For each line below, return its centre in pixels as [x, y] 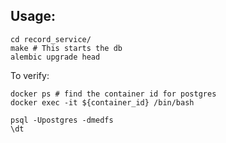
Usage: [33, 16]
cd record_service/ [51, 39]
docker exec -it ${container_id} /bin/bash [102, 102]
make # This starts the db [66, 48]
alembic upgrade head [55, 57]
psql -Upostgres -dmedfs [62, 120]
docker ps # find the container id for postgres [113, 94]
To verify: [30, 75]
